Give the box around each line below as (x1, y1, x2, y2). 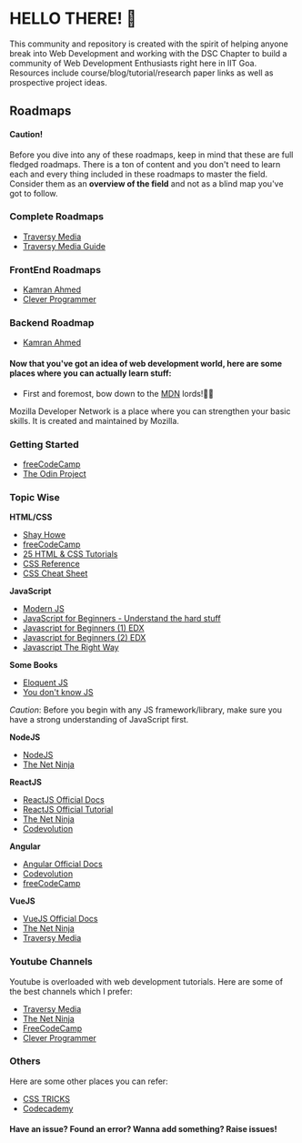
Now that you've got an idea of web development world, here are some (9, 359, 283, 369)
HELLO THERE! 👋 (9, 8, 137, 29)
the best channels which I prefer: (9, 986, 134, 996)
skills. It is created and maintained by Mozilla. (9, 415, 180, 426)
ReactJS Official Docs (22, 794, 105, 805)
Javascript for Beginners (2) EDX (22, 632, 146, 643)
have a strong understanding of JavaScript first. (9, 714, 189, 725)
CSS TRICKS (22, 1093, 71, 1104)
